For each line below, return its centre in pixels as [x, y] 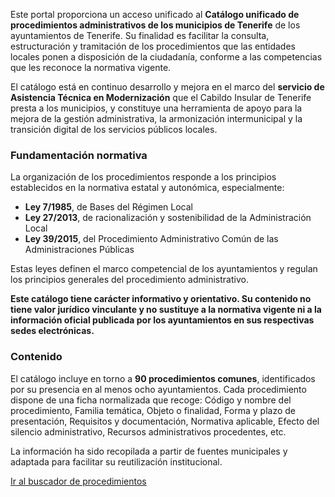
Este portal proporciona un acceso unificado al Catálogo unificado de [155, 14]
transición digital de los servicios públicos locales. [114, 129]
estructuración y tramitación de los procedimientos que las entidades [153, 46]
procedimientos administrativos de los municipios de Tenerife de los [155, 25]
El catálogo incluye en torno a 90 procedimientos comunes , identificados [163, 378]
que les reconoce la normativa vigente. [91, 67]
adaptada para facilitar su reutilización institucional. [116, 461]
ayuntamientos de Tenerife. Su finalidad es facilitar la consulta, [140, 35]
